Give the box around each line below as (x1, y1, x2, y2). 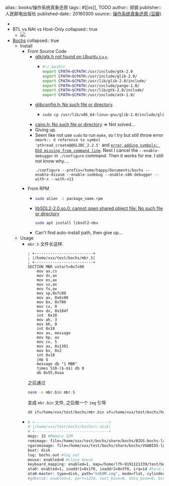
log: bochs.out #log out (27, 452, 80, 458)
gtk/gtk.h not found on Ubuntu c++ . (35, 53, 109, 60)
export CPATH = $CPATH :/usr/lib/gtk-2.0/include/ (42, 88, 144, 93)
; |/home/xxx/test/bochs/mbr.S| (27, 255, 96, 260)
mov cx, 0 (37, 304, 57, 309)
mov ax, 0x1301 (37, 344, 69, 349)
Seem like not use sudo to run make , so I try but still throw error (35, 132, 163, 138)
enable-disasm (35, 172, 65, 177)
